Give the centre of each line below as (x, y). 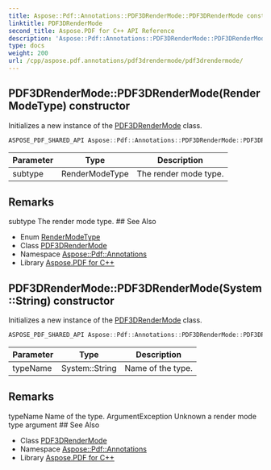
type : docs (27, 46)
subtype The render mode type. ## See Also (82, 222)
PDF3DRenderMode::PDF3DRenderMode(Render (134, 94)
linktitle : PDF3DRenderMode (56, 23)
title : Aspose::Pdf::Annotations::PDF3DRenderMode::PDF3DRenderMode (126, 16)
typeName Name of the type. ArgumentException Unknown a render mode (132, 416)
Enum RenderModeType (60, 237)
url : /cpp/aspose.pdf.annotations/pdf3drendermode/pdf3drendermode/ (126, 61)
